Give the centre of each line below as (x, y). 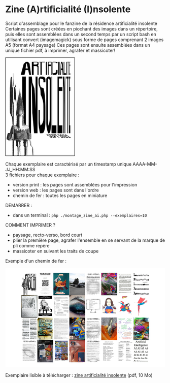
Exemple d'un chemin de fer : (36, 261)
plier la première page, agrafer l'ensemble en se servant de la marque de (89, 240)
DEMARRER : (19, 205)
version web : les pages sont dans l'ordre (56, 190)
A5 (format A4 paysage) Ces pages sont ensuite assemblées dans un (78, 45)
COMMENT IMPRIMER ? (30, 225)
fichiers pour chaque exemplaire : (44, 175)
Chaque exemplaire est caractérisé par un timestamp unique (69, 164)
